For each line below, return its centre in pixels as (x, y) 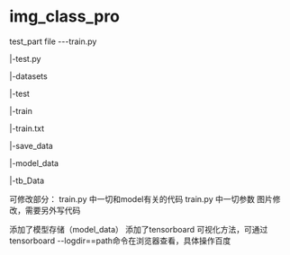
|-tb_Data (27, 180)
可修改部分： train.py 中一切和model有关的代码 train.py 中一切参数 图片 (141, 198)
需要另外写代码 (53, 210)
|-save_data (32, 145)
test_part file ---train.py (53, 41)
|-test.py (25, 58)
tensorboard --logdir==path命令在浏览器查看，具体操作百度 (120, 241)
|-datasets (28, 76)
